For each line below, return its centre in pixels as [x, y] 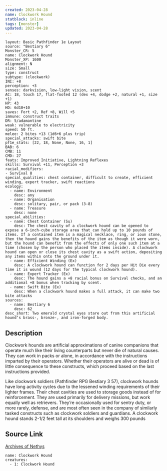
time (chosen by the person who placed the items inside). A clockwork [81, 248]
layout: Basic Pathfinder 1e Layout [43, 42]
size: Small [17, 68]
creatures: [16, 460]
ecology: [14, 186]
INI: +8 [13, 81]
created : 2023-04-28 [27, 10]
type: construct [22, 73]
